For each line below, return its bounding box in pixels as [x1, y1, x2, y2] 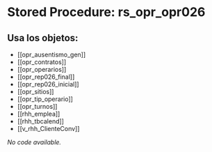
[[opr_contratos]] [17, 58, 67, 66]
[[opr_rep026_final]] [17, 73, 75, 81]
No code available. [7, 138, 61, 146]
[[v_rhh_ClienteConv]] [17, 125, 80, 132]
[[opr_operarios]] [17, 66, 67, 73]
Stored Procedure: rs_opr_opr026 [7, 4, 206, 20]
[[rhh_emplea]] [17, 109, 60, 118]
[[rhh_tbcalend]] [17, 117, 65, 126]
